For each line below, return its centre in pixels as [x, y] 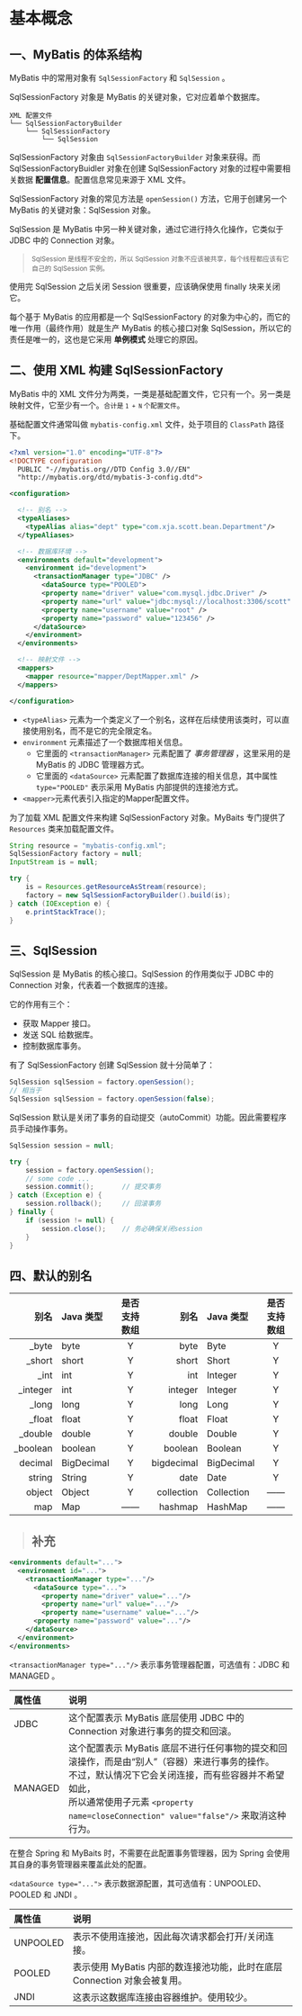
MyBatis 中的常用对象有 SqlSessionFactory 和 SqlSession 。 [120, 78]
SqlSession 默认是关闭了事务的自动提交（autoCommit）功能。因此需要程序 [148, 1117]
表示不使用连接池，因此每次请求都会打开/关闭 [169, 1936]
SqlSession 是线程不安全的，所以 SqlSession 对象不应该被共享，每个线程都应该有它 [160, 259]
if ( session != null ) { [70, 1220]
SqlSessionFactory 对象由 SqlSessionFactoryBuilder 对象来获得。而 [135, 157]
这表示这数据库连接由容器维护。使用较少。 [163, 1997]
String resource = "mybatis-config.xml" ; [88, 846]
